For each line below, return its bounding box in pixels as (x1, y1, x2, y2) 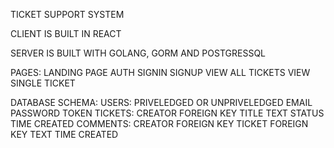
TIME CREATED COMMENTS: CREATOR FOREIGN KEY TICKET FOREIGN (10, 118, 309, 129)
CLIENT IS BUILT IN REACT (10, 28, 122, 39)
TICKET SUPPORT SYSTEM (10, 9, 125, 20)
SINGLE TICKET (10, 77, 76, 89)
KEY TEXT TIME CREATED (10, 129, 119, 140)
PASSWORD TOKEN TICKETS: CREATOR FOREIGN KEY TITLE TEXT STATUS (10, 107, 325, 119)
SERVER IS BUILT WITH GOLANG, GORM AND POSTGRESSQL (10, 47, 267, 59)
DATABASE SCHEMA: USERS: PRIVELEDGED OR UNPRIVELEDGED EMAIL (10, 97, 313, 108)
